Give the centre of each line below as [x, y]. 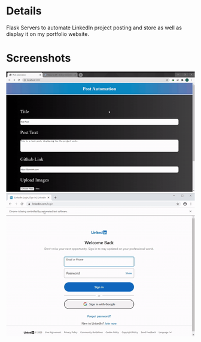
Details [24, 11]
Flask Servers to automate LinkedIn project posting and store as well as [94, 28]
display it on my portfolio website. [48, 34]
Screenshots [39, 58]
